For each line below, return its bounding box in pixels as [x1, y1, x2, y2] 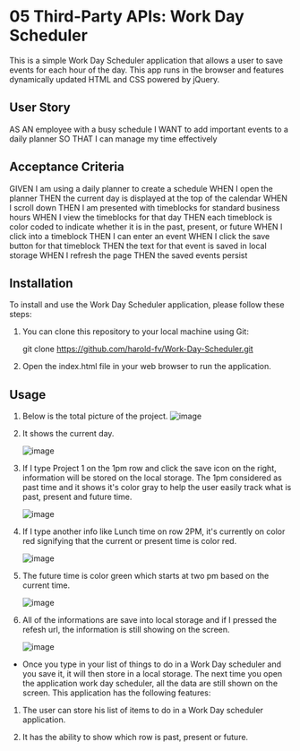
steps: [9, 309, 32, 320]
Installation [9, 275, 73, 290]
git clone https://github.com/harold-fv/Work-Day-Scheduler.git [21, 343, 253, 355]
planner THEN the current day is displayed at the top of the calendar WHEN [9, 193, 288, 203]
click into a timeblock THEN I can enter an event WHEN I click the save [9, 230, 270, 241]
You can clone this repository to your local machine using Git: [21, 326, 249, 337]
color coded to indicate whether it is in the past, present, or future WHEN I [9, 221, 283, 232]
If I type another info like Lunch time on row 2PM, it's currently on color [21, 526, 286, 537]
